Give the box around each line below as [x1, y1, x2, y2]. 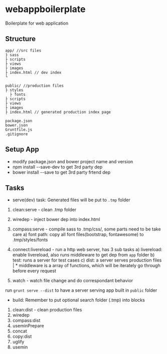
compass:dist [12, 317, 41, 323]
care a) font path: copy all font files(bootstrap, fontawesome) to [12, 231, 144, 238]
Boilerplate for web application [5, 20, 69, 26]
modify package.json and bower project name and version [12, 158, 133, 164]
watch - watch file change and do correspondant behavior [12, 278, 133, 284]
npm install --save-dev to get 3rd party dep [12, 164, 103, 170]
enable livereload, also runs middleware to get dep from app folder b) [12, 252, 155, 258]
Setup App [5, 145, 39, 154]
